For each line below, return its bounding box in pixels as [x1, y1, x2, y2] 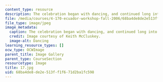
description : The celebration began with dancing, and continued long [5, 12, 151, 16]
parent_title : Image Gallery [5, 52, 64, 57]
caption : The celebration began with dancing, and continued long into [9, 29, 158, 34]
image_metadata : [5, 25, 38, 30]
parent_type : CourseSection [5, 56, 62, 61]
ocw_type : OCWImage [5, 47, 45, 52]
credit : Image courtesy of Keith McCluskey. [9, 34, 101, 39]
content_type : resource [5, 7, 53, 12]
